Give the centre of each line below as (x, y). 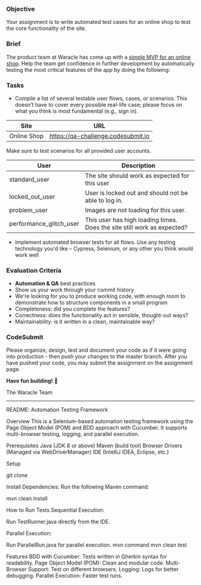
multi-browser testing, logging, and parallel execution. (73, 434)
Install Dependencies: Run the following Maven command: (78, 487)
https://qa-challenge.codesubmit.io (99, 135)
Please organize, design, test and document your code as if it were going (96, 350)
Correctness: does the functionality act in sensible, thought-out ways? (101, 315)
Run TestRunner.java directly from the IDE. (58, 522)
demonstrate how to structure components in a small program (91, 303)
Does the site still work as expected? (136, 227)
